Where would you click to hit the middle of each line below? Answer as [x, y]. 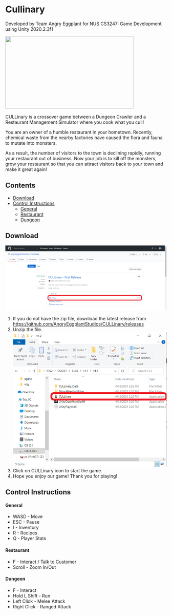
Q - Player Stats [29, 539]
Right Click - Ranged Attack [42, 606]
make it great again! [26, 169]
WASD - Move [28, 516]
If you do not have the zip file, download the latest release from [79, 319]
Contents [20, 186]
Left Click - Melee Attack [39, 601]
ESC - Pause [26, 522]
